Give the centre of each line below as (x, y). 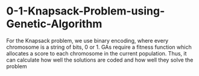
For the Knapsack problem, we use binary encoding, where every (87, 40)
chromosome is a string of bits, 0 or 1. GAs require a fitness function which (99, 47)
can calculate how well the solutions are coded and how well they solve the (100, 60)
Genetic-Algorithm (54, 24)
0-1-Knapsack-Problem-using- (86, 11)
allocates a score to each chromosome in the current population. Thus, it (96, 53)
